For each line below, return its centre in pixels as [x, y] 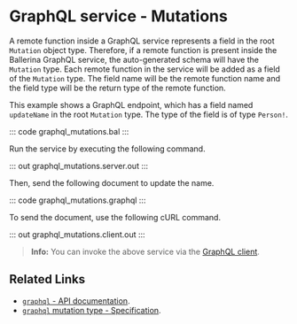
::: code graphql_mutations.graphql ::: [78, 200]
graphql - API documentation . [76, 301]
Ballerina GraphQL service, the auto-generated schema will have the [134, 59]
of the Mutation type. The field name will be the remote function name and [145, 78]
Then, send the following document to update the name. [112, 182]
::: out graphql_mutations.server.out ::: [79, 166]
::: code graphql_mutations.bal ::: [69, 131]
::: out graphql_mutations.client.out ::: [77, 234]
